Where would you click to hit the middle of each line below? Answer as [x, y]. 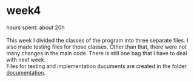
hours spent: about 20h [35, 27]
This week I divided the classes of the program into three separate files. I [97, 40]
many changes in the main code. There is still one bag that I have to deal [97, 53]
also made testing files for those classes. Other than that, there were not [96, 47]
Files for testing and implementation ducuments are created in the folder [96, 66]
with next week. [26, 60]
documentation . [26, 72]
